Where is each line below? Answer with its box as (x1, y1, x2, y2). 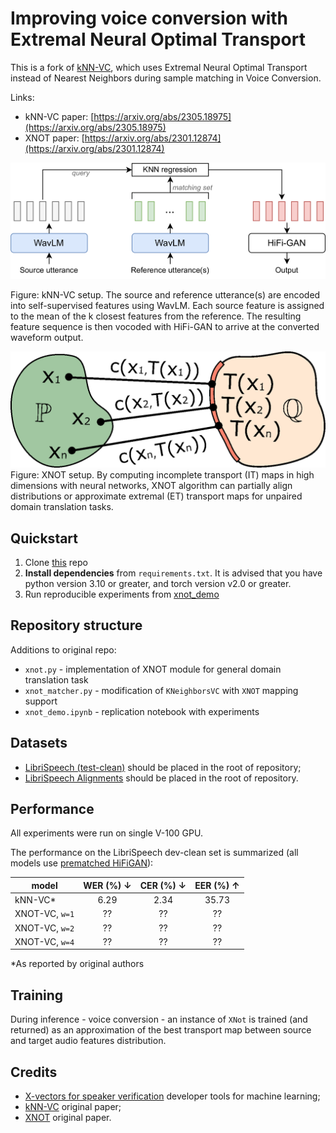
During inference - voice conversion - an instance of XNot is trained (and (10, 1013, 308, 1026)
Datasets (10, 735, 68, 752)
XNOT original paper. (24, 1112, 112, 1124)
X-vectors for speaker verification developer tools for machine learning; (24, 1090, 321, 1102)
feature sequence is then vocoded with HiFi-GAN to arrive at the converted (10, 321, 320, 333)
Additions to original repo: (10, 643, 117, 656)
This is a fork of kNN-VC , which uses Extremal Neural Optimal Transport (10, 61, 308, 73)
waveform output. (10, 332, 84, 344)
